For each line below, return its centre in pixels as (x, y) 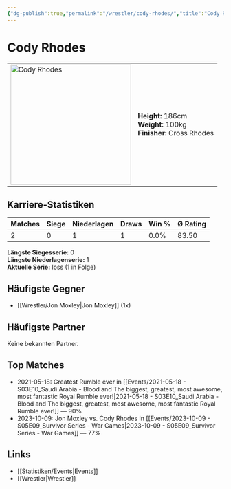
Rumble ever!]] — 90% (49, 411)
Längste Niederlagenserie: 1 (48, 260)
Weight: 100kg (162, 124)
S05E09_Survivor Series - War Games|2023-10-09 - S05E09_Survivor (116, 425)
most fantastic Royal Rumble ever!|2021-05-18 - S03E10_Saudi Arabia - (118, 396)
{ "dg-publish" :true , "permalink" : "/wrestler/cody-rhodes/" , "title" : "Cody (113, 13)
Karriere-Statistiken (51, 205)
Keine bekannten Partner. (43, 344)
